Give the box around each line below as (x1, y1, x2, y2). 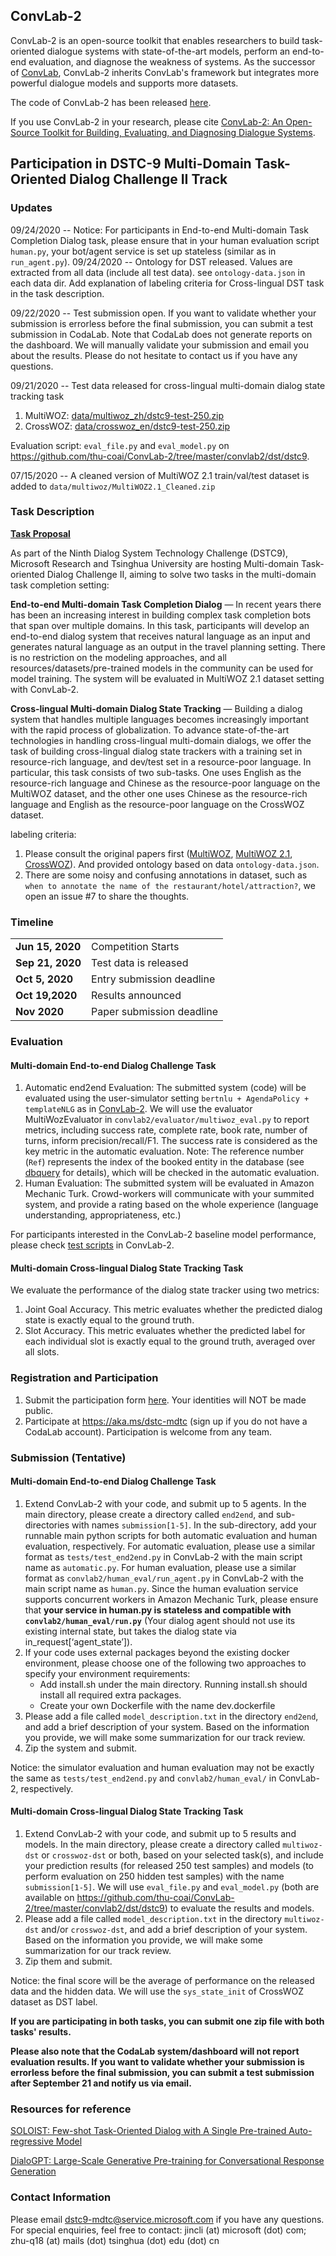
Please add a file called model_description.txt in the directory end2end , (24, 1710, 319, 1722)
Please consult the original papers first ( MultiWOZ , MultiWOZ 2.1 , (24, 847, 293, 859)
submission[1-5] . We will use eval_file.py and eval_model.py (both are (24, 1881, 320, 1893)
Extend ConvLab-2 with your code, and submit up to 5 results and (24, 1828, 297, 1840)
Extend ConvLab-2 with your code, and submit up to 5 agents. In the (24, 1497, 307, 1509)
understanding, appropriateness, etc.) (24, 1209, 182, 1221)
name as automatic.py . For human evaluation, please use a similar (24, 1561, 297, 1573)
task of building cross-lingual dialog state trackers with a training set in (10, 745, 303, 757)
